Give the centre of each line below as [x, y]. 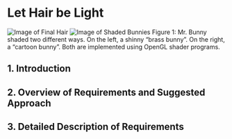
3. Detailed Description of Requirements [96, 127]
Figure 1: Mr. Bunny [179, 32]
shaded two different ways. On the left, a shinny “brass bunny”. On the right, [116, 39]
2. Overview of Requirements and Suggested [106, 92]
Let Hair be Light [56, 13]
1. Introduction [39, 68]
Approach [29, 103]
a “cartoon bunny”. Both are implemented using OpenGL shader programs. [114, 47]
